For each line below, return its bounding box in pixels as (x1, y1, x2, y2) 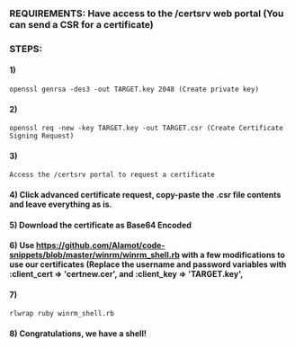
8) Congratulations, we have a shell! (9, 328, 147, 339)
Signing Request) (9, 131, 75, 141)
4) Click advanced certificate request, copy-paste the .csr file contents (9, 190, 282, 201)
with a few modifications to (181, 250, 286, 261)
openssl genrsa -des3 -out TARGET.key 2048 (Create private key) (9, 85, 259, 94)
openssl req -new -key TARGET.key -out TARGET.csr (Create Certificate (9, 124, 283, 133)
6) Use (9, 240, 35, 251)
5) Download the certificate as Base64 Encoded (9, 219, 192, 230)
